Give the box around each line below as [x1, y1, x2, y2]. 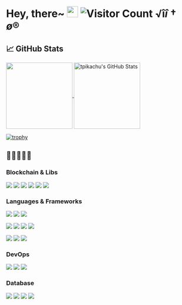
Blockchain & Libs [6, 168, 58, 177]
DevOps [6, 250, 30, 258]
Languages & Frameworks [6, 197, 82, 205]
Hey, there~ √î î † [6, 7, 177, 21]
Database [6, 279, 34, 287]
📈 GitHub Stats [6, 44, 64, 54]
